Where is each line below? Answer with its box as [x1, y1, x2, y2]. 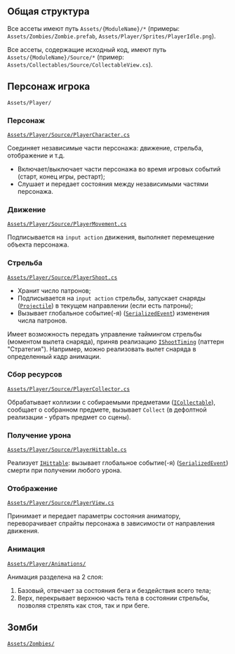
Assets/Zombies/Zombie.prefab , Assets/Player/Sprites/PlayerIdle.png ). [7, 32, 216, 40]
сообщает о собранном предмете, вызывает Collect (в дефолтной [7, 405, 207, 414]
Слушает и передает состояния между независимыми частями [17, 179, 209, 188]
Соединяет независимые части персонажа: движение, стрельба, [7, 143, 203, 152]
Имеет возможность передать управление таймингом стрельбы [7, 329, 202, 338]
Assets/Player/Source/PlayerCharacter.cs [7, 131, 130, 138]
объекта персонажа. [7, 240, 69, 249]
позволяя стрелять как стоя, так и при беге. [17, 601, 150, 610]
